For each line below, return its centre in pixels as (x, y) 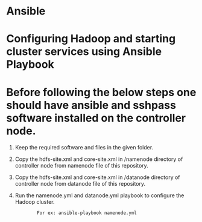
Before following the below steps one (101, 92)
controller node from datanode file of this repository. (80, 184)
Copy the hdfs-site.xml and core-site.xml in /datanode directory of (97, 177)
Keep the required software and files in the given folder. (84, 148)
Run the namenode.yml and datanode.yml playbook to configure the (99, 195)
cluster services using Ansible (84, 52)
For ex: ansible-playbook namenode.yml (87, 213)
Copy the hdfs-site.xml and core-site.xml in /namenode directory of (99, 159)
